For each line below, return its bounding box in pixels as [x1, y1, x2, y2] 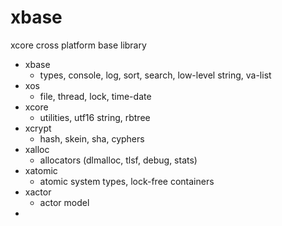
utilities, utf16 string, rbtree [39, 111, 151, 123]
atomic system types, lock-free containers [39, 175, 215, 187]
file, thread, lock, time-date [39, 90, 152, 102]
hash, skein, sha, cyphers [39, 132, 145, 145]
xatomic [24, 164, 58, 176]
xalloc [24, 143, 50, 155]
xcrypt [24, 122, 52, 134]
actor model [39, 196, 90, 208]
